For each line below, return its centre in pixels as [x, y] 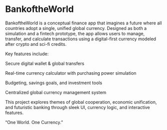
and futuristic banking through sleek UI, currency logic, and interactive [78, 107]
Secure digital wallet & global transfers [45, 63]
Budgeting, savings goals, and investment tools [54, 83]
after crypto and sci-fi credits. [36, 44]
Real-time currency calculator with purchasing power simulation [71, 73]
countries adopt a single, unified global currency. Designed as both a [76, 28]
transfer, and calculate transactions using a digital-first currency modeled [81, 39]
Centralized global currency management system [56, 92]
